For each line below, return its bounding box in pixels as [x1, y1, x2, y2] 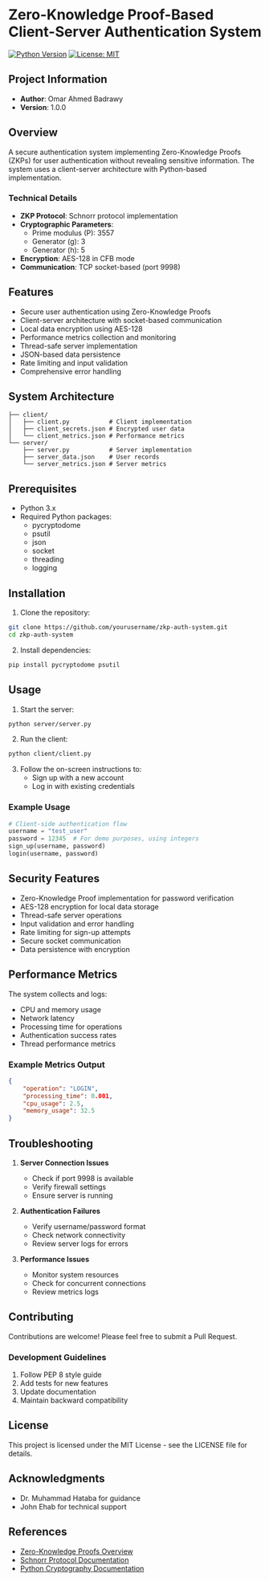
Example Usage [8, 802, 71, 813]
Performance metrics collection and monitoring [19, 332, 177, 342]
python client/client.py [8, 750, 92, 758]
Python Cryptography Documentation [19, 1563, 145, 1573]
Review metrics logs [31, 1287, 99, 1297]
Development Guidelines [8, 1351, 107, 1362]
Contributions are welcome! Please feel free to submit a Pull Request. [8, 1331, 238, 1341]
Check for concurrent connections [31, 1278, 146, 1288]
